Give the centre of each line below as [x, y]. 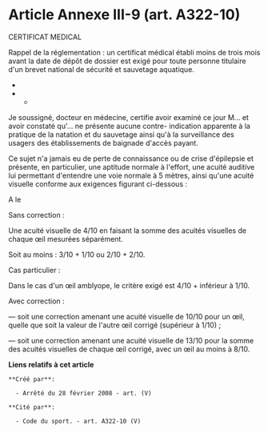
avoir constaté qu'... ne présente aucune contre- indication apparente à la [129, 126]
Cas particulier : [34, 270]
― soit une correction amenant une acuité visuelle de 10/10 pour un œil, [127, 316]
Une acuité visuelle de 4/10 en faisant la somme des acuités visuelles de [127, 231]
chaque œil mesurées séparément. [66, 239]
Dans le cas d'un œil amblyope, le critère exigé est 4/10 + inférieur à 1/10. [129, 285]
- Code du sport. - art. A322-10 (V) [78, 421]
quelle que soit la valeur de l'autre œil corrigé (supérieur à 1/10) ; [115, 325]
